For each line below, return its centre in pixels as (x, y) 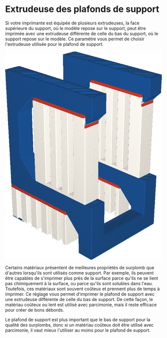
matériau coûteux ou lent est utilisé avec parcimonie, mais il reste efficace (81, 305)
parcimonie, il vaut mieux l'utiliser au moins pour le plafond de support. (78, 331)
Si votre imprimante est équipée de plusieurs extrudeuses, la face (73, 23)
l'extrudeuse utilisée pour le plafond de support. (54, 44)
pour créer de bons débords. (35, 310)
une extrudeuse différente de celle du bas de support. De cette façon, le (79, 300)
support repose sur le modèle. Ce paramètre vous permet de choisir (75, 39)
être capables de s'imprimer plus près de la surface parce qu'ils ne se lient (82, 278)
